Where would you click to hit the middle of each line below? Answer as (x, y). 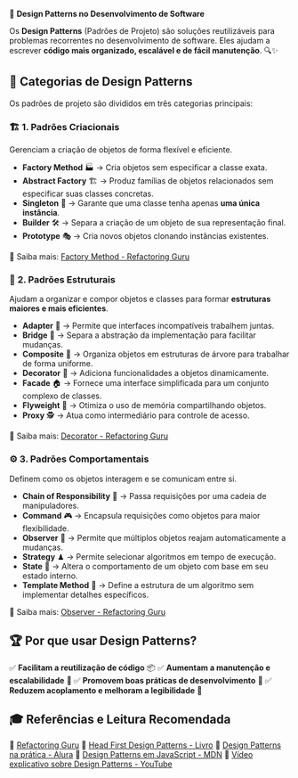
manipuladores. (51, 505)
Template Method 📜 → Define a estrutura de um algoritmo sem (138, 585)
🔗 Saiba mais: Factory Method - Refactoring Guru (100, 257)
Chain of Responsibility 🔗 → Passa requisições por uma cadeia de (144, 495)
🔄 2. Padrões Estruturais (62, 280)
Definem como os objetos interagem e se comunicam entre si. (123, 479)
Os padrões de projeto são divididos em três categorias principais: (131, 103)
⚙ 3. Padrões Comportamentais (79, 459)
